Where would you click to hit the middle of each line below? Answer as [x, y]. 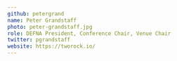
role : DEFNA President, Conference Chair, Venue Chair [89, 33]
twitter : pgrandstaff [39, 40]
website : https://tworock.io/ [52, 46]
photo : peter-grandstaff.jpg [50, 27]
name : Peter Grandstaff [42, 20]
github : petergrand [36, 14]
